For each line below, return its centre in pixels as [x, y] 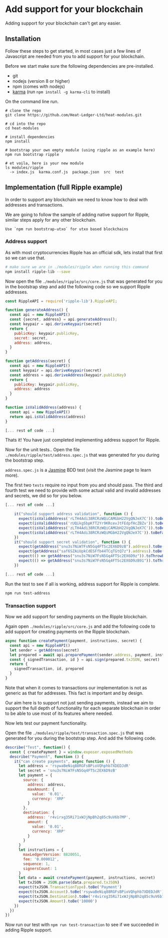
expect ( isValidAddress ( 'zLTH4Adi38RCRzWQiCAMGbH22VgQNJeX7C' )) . [87, 528]
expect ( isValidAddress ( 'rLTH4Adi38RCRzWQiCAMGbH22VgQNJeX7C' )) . [87, 519]
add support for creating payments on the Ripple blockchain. [68, 632]
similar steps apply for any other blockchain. [51, 220]
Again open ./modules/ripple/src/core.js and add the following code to [80, 626]
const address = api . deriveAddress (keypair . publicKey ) [68, 375]
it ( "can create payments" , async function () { [64, 761]
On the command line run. [32, 101]
